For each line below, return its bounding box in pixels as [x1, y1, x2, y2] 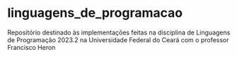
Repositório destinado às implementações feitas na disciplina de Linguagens [7, 28, 231, 37]
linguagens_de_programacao [7, 5, 183, 21]
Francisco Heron [7, 43, 56, 51]
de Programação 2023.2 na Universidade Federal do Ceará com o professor [7, 35, 229, 44]
